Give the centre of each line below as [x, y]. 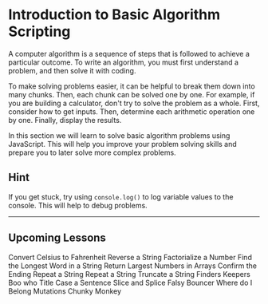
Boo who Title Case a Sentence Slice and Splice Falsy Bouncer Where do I [130, 282]
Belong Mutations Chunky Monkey [65, 291]
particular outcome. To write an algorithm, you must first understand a [124, 62]
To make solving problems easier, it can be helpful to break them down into [132, 86]
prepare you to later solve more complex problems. [93, 152]
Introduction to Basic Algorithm [114, 15]
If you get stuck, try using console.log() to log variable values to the [121, 196]
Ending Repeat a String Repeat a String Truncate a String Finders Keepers [130, 274]
